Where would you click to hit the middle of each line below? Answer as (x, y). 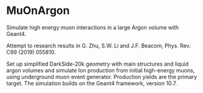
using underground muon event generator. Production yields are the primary (102, 77)
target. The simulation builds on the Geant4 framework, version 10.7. (92, 83)
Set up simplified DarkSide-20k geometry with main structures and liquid (98, 64)
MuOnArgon (38, 11)
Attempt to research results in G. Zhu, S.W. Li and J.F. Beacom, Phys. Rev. (99, 46)
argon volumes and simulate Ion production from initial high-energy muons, (101, 70)
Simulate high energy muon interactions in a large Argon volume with (93, 27)
